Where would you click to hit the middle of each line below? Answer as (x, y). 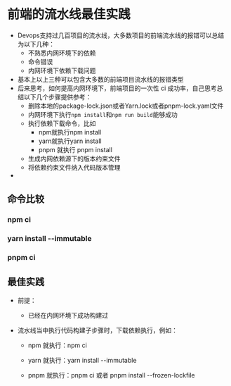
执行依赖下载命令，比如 (62, 123)
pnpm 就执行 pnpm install (75, 149)
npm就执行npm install (70, 132)
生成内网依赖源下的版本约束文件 (74, 158)
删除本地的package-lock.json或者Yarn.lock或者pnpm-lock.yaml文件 (126, 106)
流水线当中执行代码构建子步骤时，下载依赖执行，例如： (97, 330)
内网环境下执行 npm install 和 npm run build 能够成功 (103, 114)
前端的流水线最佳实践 (69, 14)
